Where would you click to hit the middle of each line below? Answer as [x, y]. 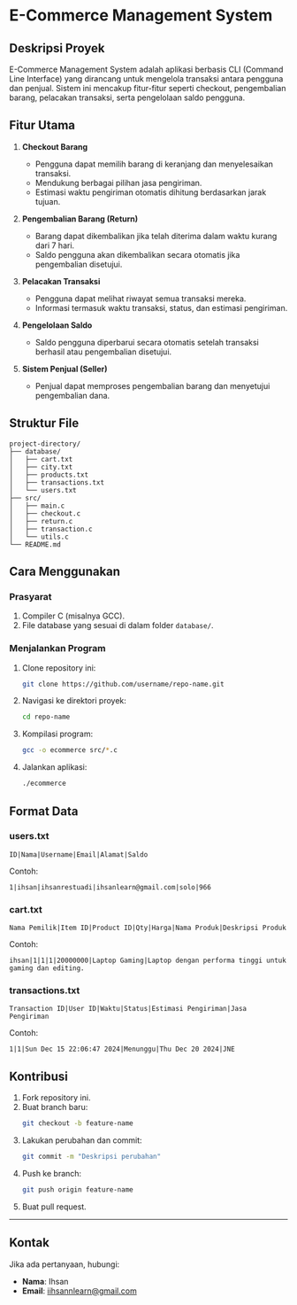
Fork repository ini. [56, 1098]
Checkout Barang [55, 146]
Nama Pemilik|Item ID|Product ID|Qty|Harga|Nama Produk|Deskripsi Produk [148, 928]
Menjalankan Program [57, 649]
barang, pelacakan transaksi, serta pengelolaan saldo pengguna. [127, 97]
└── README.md [35, 544]
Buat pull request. [54, 1207]
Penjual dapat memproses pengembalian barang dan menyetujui [152, 385]
